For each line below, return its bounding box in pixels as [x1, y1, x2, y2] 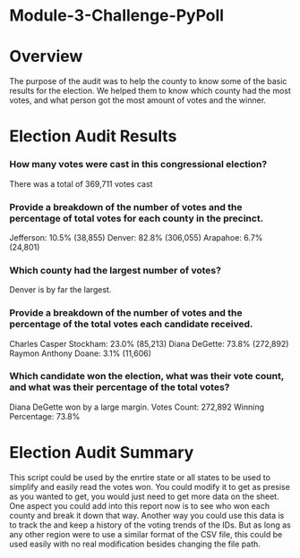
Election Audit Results [9, 126, 177, 147]
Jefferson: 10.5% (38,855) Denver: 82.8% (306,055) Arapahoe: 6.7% [9, 232, 263, 242]
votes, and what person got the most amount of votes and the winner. [9, 95, 267, 106]
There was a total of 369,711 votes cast [9, 178, 153, 189]
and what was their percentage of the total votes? [9, 381, 230, 393]
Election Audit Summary [9, 442, 194, 462]
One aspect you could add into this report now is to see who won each [9, 500, 270, 511]
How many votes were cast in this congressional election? [9, 158, 268, 171]
